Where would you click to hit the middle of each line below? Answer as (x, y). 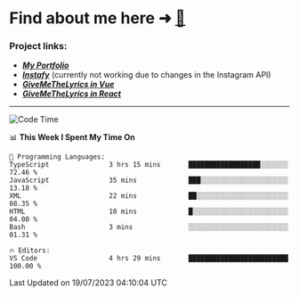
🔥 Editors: (30, 251)
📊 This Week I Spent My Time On (72, 137)
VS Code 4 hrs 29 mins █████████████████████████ (149, 259)
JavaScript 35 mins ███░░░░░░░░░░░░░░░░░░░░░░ (149, 181)
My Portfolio (45, 65)
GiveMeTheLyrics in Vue (68, 85)
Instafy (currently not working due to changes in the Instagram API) (146, 75)
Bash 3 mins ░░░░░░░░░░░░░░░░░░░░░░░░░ (149, 227)
